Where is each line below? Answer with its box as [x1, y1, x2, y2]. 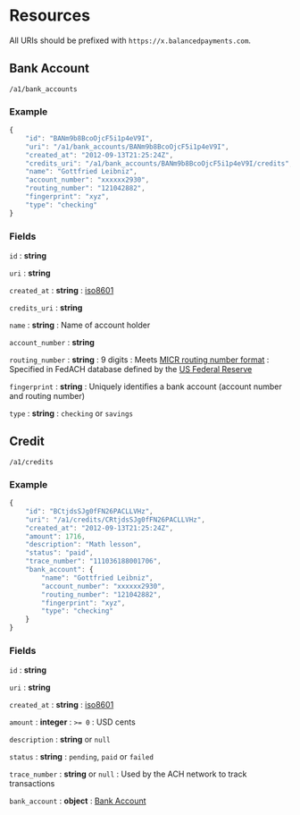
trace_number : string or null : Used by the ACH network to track [9, 768, 247, 779]
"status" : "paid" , [25, 548, 94, 557]
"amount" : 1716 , [25, 531, 87, 541]
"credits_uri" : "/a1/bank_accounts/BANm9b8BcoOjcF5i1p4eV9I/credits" [25, 158, 290, 168]
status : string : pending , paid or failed [9, 751, 154, 762]
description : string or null [9, 734, 111, 745]
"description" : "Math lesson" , [25, 540, 142, 549]
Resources [9, 5, 91, 26]
